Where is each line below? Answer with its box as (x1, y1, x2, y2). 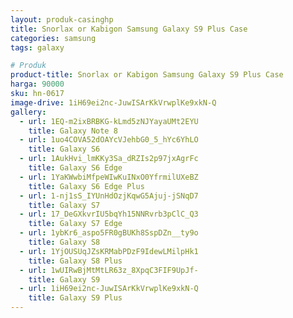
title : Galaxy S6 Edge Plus (28, 181, 145, 191)
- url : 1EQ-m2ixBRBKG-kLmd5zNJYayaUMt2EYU (19, 116, 199, 126)
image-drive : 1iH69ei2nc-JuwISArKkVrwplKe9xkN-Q (10, 97, 217, 108)
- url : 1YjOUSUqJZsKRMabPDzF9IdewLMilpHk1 (19, 246, 199, 256)
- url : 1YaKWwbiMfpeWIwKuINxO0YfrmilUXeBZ (19, 172, 199, 182)
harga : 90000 (10, 79, 65, 90)
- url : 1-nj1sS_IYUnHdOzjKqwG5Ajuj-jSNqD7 (19, 191, 199, 201)
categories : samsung (10, 33, 97, 43)
